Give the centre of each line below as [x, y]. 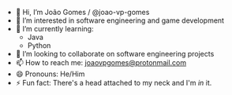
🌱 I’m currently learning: [54, 29]
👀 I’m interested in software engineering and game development [120, 20]
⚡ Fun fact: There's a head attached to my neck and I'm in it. [114, 83]
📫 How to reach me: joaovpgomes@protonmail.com [101, 62]
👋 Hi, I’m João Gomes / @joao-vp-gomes [82, 12]
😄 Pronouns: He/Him [50, 74]
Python [39, 46]
